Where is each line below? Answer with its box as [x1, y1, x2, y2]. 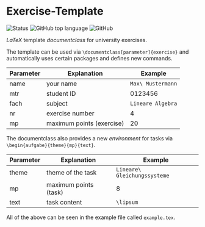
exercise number [46, 109, 95, 117]
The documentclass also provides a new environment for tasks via [6, 134, 173, 142]
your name [46, 79, 77, 88]
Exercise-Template [6, 4, 104, 18]
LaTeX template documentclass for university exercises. [6, 36, 148, 43]
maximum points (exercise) [46, 119, 124, 128]
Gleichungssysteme [115, 172, 170, 179]
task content [46, 198, 82, 206]
